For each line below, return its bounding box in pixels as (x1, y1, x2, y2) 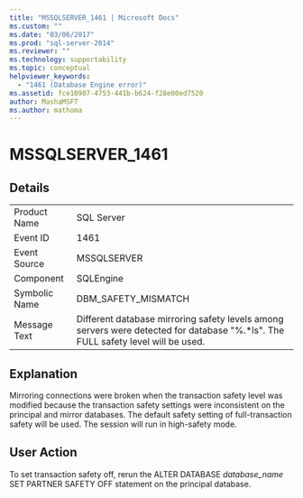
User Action (9, 445, 78, 460)
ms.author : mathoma (9, 106, 83, 115)
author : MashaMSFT (9, 97, 78, 106)
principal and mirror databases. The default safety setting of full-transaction (9, 410, 292, 420)
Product (14, 206, 48, 218)
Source (14, 258, 45, 271)
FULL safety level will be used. (76, 336, 206, 348)
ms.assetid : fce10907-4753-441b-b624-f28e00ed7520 (9, 88, 204, 97)
